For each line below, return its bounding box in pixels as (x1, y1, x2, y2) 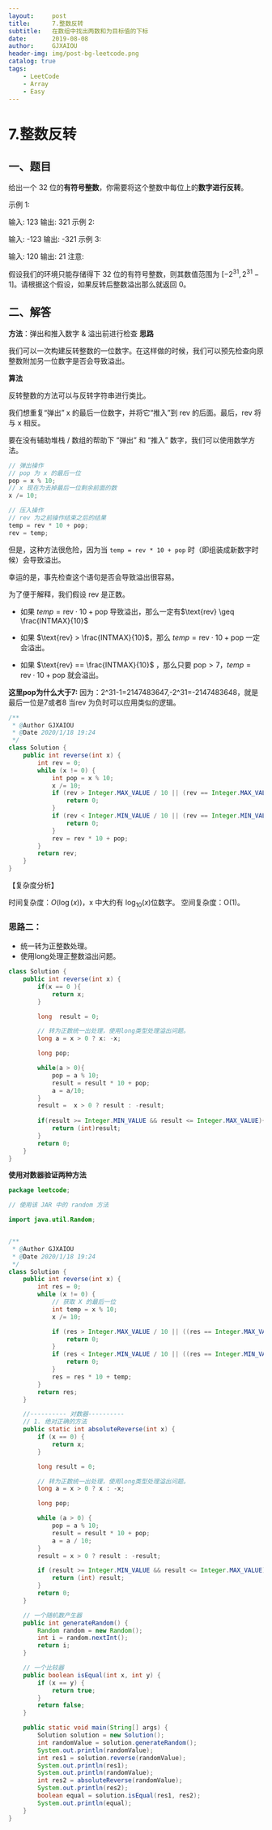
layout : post (8, 11, 67, 20)
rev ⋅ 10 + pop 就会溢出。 (19, 670, 104, 680)
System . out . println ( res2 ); (37, 1784, 129, 1793)
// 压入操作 (8, 507, 45, 515)
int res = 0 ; (37, 1283, 82, 1291)
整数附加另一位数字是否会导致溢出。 (8, 356, 130, 365)
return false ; (37, 1702, 85, 1710)
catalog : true (8, 58, 57, 66)
